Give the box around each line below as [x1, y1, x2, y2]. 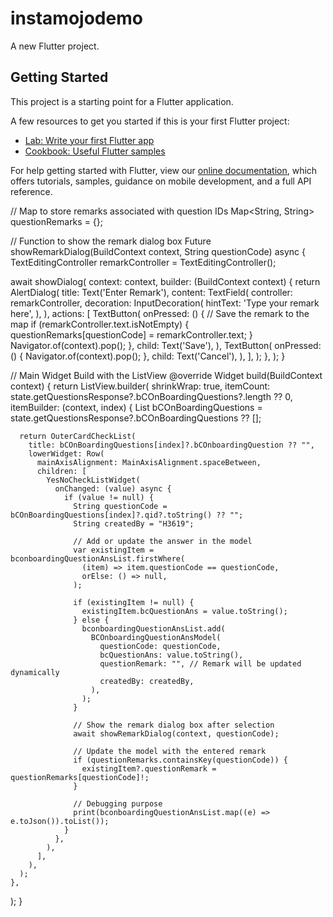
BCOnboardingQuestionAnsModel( [90, 632, 222, 642]
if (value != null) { [63, 492, 155, 502]
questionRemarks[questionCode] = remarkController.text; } [10, 328, 253, 341]
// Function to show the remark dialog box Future [10, 235, 212, 247]
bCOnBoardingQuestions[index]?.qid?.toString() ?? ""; [10, 510, 244, 520]
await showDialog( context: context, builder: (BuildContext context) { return [10, 275, 321, 287]
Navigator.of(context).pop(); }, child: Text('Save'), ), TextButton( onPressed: [10, 339, 322, 351]
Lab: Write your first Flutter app [24, 134, 155, 146]
